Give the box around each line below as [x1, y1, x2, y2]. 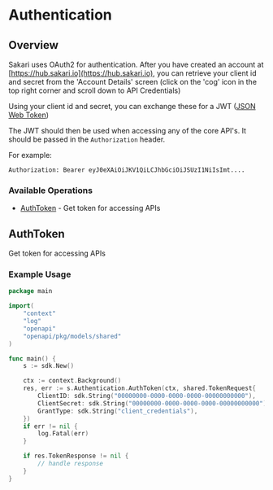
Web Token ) [8, 110, 50, 120]
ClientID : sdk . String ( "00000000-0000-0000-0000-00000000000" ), [37, 392, 256, 400]
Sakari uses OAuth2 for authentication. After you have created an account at [8, 59, 264, 69]
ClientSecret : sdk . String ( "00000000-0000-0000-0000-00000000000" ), [37, 399, 271, 408]
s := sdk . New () [23, 362, 75, 370]
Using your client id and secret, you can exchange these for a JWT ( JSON [8, 102, 256, 111]
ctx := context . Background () [23, 377, 122, 385]
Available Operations [8, 185, 93, 196]
